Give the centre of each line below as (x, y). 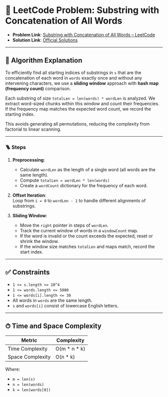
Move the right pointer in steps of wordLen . (64, 225)
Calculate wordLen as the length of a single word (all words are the (88, 170)
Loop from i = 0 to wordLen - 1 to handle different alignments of (79, 201)
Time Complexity (27, 348)
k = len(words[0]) (31, 390)
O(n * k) (65, 356)
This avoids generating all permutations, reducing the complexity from (77, 124)
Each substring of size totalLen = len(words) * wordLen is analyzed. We (80, 98)
